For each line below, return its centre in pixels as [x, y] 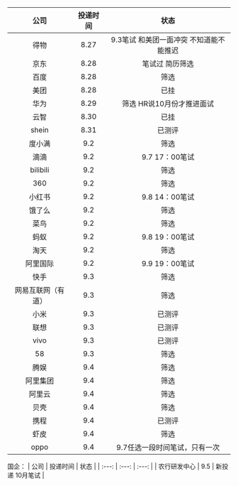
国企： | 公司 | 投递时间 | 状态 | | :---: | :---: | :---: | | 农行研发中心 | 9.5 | [111, 466]
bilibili [40, 170]
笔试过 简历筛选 [168, 64]
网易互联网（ [36, 290]
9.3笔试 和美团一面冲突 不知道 [161, 40]
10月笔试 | [30, 475]
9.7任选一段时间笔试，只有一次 [168, 447]
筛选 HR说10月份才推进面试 [168, 104]
